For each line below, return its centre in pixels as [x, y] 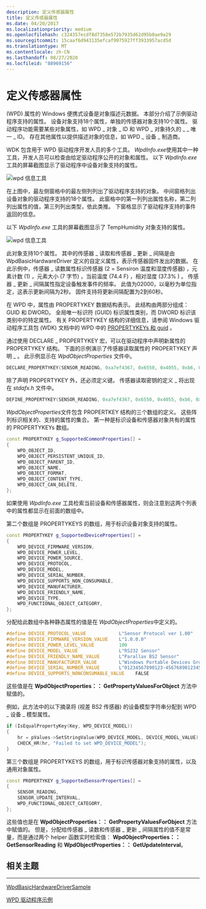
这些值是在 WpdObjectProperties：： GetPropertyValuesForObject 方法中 [102, 686]
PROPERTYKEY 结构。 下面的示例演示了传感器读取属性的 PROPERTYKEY [99, 349]
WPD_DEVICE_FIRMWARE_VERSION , [56, 547]
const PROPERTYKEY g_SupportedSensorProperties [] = [74, 781]
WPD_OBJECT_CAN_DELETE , [48, 485]
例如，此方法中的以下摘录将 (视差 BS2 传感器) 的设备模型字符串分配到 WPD [101, 707]
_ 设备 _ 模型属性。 [30, 714]
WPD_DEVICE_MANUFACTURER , [51, 587]
